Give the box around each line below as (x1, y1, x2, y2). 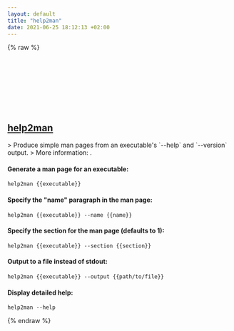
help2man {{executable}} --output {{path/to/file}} (7, 273, 164, 280)
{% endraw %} (7, 317, 51, 325)
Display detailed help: (7, 288, 73, 297)
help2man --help (7, 304, 56, 311)
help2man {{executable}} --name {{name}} (7, 211, 133, 218)
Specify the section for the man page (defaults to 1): (7, 226, 165, 235)
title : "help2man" (7, 17, 62, 24)
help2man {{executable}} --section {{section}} (7, 242, 152, 250)
